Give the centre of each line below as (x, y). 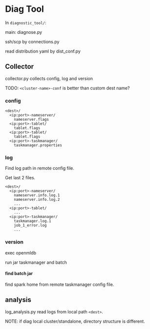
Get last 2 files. (20, 178)
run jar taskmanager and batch (36, 262)
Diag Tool (24, 9)
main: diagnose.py (24, 32)
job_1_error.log (31, 225)
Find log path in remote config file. (40, 168)
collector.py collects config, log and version (49, 78)
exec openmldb (21, 253)
